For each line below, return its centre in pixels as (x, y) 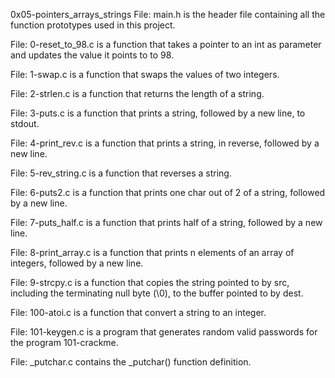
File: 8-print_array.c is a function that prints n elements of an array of (152, 252)
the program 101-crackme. (64, 342)
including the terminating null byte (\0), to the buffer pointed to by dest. (157, 293)
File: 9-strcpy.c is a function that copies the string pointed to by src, (150, 282)
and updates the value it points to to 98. (92, 55)
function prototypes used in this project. (93, 25)
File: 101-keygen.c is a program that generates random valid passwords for (164, 332)
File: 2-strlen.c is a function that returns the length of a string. (137, 93)
